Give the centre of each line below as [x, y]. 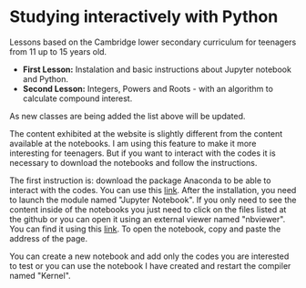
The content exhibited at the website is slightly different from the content [146, 133]
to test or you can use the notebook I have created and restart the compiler [150, 265]
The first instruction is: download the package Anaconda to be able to [140, 180]
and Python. [46, 78]
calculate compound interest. [77, 98]
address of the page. [49, 238]
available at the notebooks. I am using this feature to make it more [133, 143]
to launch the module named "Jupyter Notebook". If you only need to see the [153, 200]
